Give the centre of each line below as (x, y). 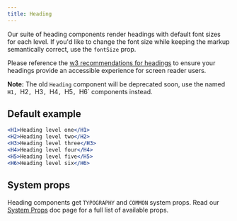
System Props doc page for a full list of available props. (88, 210)
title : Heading (30, 14)
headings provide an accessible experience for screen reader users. (107, 70)
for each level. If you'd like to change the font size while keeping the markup (118, 41)
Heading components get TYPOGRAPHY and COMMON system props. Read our (113, 202)
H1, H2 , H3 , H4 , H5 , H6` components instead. (80, 91)
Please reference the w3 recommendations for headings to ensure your (111, 63)
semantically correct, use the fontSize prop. (72, 49)
